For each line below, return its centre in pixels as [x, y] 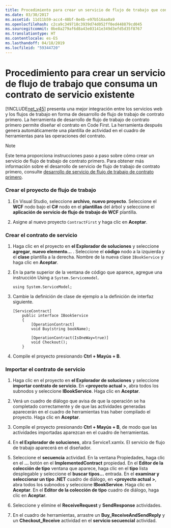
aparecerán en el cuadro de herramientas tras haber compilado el [81, 412]
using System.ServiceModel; [42, 287]
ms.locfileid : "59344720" [33, 48]
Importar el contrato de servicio [45, 369]
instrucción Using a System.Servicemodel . [56, 278]
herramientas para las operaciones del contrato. [56, 136]
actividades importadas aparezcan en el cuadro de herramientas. [81, 432]
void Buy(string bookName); [61, 329]
